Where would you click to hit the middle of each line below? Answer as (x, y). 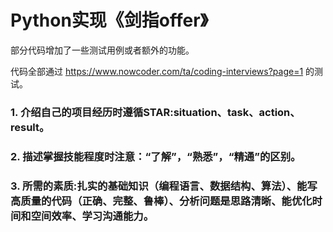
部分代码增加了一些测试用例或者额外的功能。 (102, 50)
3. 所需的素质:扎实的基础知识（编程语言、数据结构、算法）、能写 (164, 186)
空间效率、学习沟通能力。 (92, 216)
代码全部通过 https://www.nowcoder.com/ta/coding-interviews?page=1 (157, 71)
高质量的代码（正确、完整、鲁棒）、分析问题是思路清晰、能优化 (161, 201)
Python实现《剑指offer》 (109, 20)
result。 (30, 127)
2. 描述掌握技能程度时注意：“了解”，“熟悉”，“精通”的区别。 (156, 156)
